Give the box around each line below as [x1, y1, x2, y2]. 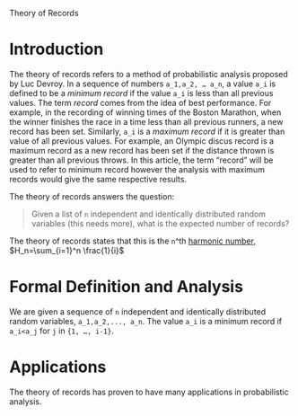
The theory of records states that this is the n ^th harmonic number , [9, 235, 256, 246]
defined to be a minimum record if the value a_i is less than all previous [9, 87, 274, 98]
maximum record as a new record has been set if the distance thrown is [9, 145, 275, 155]
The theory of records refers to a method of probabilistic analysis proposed [9, 68, 289, 79]
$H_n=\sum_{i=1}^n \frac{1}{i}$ [9, 244, 125, 255]
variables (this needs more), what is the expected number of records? [31, 217, 290, 228]
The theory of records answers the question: [9, 190, 175, 201]
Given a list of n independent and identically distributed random [31, 208, 267, 219]
